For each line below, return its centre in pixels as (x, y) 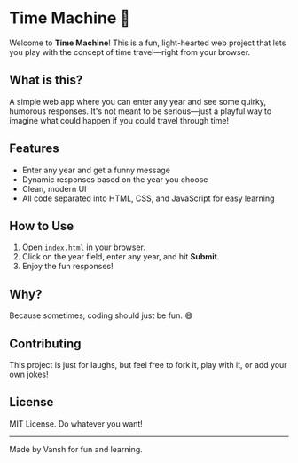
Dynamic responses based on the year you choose (115, 179)
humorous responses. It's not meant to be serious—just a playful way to (141, 111)
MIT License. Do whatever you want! (76, 423)
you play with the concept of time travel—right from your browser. (130, 52)
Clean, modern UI (54, 188)
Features (34, 149)
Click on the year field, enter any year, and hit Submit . (121, 257)
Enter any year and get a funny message (96, 170)
